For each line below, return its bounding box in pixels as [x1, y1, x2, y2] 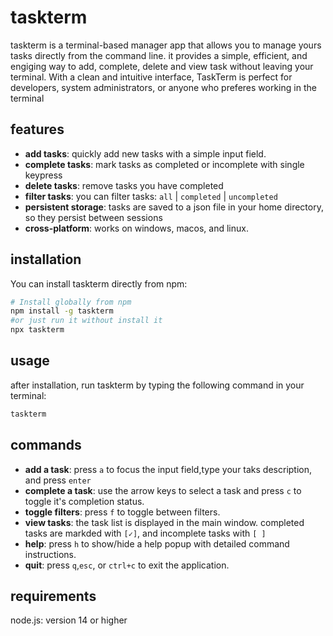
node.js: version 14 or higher [10, 614, 128, 626]
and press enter [24, 474, 92, 486]
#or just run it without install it [10, 316, 163, 326]
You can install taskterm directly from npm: [10, 277, 188, 290]
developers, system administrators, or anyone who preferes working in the [10, 81, 317, 93]
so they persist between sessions [24, 211, 163, 223]
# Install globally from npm [10, 297, 132, 307]
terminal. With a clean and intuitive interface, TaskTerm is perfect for [10, 71, 293, 83]
